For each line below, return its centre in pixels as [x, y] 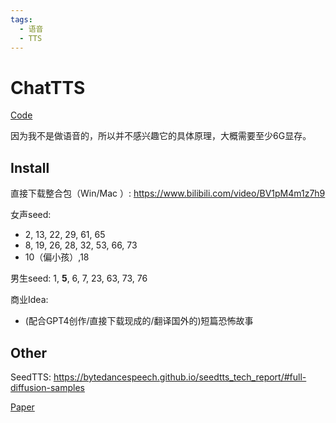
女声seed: [31, 215]
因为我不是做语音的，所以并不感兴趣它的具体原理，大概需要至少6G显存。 [161, 136]
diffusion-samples [47, 387]
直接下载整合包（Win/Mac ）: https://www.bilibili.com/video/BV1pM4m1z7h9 [168, 193]
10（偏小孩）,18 [57, 257]
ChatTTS [48, 87]
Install [30, 167]
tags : [21, 19]
